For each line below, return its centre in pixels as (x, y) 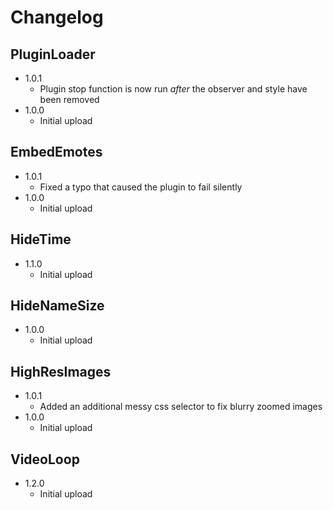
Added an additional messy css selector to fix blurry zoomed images (181, 407)
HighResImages (61, 371)
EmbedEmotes (56, 152)
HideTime (41, 239)
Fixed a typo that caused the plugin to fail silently (141, 187)
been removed (69, 99)
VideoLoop (45, 459)
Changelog (57, 17)
